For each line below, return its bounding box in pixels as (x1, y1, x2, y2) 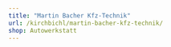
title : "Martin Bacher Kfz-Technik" (8, 11, 131, 20)
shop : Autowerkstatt (8, 26, 78, 34)
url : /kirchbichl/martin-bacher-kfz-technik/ (8, 19, 163, 27)
